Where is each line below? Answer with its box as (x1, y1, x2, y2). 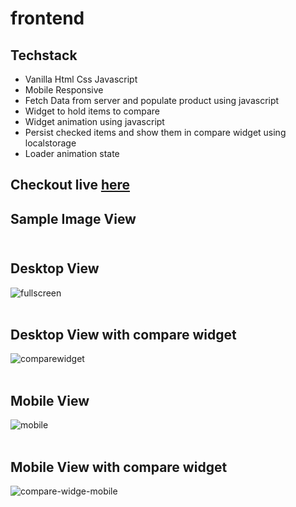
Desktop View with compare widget (10, 326, 237, 343)
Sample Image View (10, 210, 137, 227)
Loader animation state (24, 148, 120, 159)
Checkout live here (10, 177, 131, 194)
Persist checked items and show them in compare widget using (24, 127, 287, 138)
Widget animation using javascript (24, 116, 165, 127)
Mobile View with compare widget (10, 458, 228, 476)
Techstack (10, 47, 78, 64)
